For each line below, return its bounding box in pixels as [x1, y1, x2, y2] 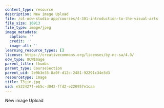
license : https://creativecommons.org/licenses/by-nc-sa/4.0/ [5, 52, 134, 57]
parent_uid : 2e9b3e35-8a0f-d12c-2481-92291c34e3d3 [5, 71, 110, 75]
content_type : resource [5, 7, 54, 12]
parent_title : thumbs [5, 61, 49, 66]
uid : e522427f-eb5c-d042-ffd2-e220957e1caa [5, 84, 95, 89]
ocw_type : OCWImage [5, 57, 45, 62]
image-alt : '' [9, 43, 38, 48]
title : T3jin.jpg [5, 79, 41, 84]
